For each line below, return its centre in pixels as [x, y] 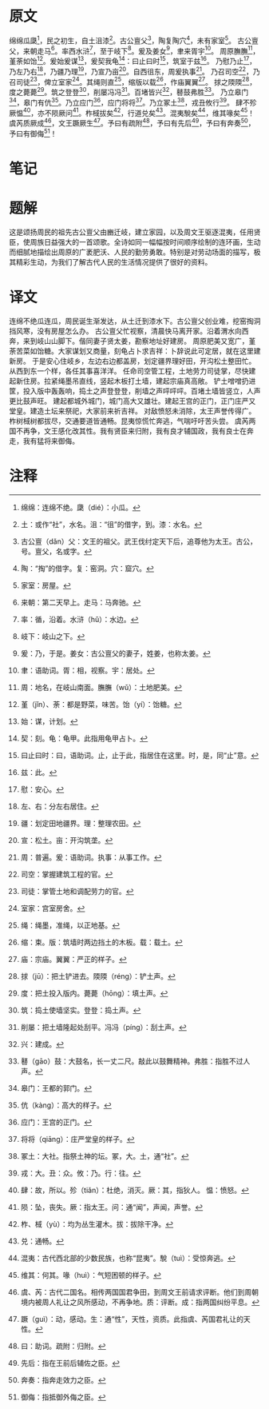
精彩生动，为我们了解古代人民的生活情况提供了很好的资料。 [114, 261]
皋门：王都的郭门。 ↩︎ [56, 1088]
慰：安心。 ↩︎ [42, 789]
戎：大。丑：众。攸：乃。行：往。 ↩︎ [81, 1173]
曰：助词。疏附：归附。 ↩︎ [63, 1346]
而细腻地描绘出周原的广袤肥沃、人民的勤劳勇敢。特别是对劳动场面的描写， [131, 252]
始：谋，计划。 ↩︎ [49, 721]
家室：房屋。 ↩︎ [45, 585]
